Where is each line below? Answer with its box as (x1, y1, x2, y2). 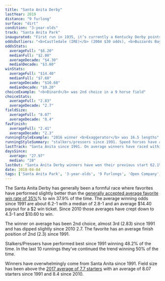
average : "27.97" (9, 153, 45, 158)
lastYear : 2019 (5, 12, 36, 17)
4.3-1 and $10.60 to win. (5, 211, 54, 217)
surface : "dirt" (5, 21, 38, 26)
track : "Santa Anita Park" (5, 30, 60, 35)
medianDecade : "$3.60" (9, 62, 56, 67)
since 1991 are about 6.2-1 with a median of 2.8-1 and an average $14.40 (5, 201, 152, 207)
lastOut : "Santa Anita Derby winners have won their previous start (5, 163, 148, 168)
